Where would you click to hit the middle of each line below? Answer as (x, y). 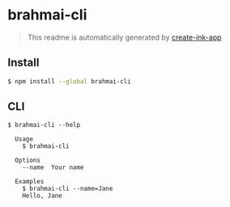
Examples (30, 182)
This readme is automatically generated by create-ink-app (124, 37)
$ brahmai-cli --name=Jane (68, 189)
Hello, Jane (42, 196)
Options (28, 161)
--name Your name (53, 167)
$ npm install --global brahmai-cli (69, 81)
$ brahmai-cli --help (44, 125)
